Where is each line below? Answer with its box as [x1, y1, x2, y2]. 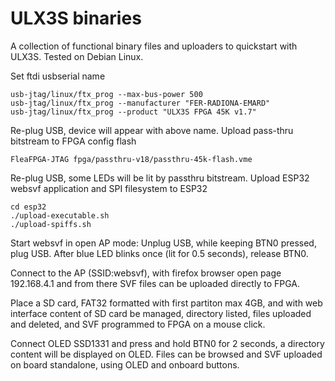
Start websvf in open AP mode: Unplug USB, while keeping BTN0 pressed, [10, 237, 317, 249]
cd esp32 [10, 202, 47, 212]
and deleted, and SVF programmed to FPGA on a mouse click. [10, 318, 266, 330]
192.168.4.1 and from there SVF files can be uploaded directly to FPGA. [10, 277, 300, 289]
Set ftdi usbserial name [10, 70, 106, 82]
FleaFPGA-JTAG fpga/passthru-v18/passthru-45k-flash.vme [10, 154, 253, 164]
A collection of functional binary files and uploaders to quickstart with [10, 40, 298, 52]
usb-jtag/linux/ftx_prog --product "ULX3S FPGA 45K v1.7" [10, 107, 257, 117]
